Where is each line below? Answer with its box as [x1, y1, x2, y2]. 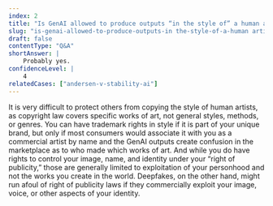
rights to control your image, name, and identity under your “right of [8, 153, 236, 163]
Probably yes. [23, 58, 71, 66]
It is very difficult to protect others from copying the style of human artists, [8, 102, 258, 112]
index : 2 [8, 11, 38, 20]
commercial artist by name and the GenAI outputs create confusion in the [8, 136, 254, 146]
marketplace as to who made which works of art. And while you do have [8, 145, 250, 155]
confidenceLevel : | [8, 65, 75, 73]
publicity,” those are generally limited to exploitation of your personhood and [8, 162, 265, 172]
